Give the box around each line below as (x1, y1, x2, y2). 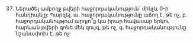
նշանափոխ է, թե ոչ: (15, 30, 71, 37)
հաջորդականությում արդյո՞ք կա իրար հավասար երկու (15, 18, 169, 24)
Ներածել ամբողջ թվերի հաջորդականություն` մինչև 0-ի (15, 5, 169, 12)
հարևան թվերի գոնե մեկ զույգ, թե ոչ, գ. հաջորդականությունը (15, 24, 186, 31)
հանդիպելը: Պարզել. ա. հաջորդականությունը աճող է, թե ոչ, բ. (15, 11, 188, 18)
